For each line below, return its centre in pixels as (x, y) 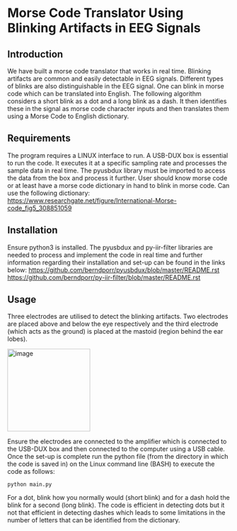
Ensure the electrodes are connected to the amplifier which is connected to (117, 442)
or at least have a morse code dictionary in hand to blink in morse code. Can (118, 185)
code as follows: (31, 472)
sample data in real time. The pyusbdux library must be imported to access (116, 170)
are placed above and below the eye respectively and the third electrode (113, 324)
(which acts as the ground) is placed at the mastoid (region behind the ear (115, 332)
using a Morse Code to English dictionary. (68, 116)
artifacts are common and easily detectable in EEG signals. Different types (116, 78)
